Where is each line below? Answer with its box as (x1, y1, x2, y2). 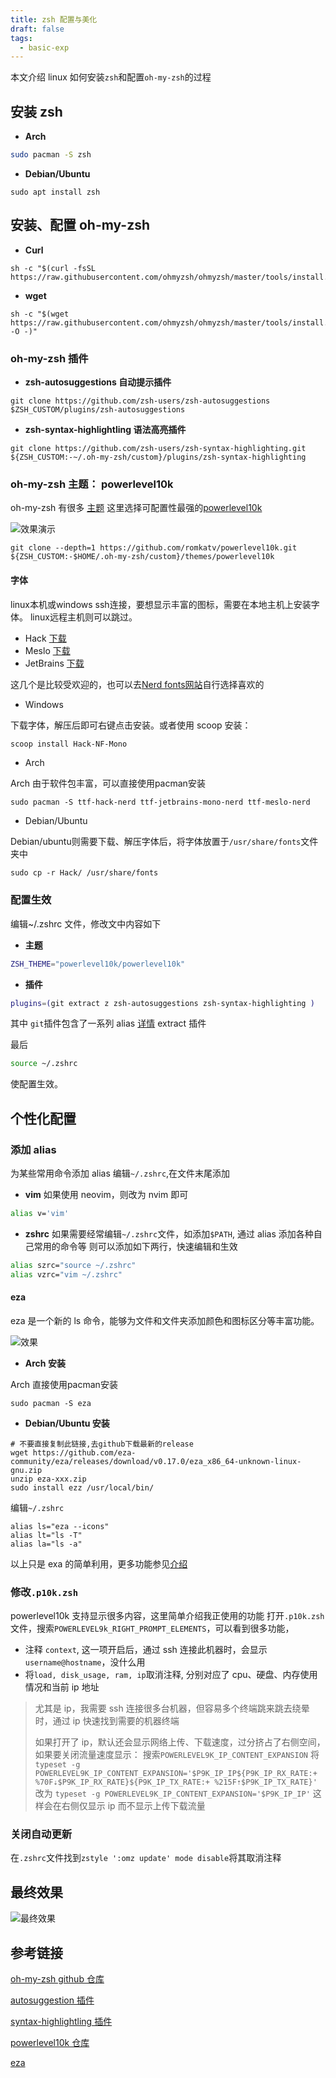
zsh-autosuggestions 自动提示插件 (24, 376, 172, 388)
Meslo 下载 (24, 644, 71, 656)
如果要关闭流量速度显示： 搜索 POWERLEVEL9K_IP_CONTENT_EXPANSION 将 (34, 1749, 320, 1761)
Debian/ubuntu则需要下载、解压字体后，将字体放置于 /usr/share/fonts (10, 836, 302, 848)
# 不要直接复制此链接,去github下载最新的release (10, 1439, 194, 1449)
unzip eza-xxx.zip (10, 1474, 87, 1484)
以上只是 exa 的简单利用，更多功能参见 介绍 (10, 1557, 188, 1570)
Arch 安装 (24, 1357, 66, 1369)
